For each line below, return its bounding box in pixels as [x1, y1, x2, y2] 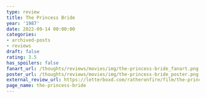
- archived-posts [6, 37, 51, 43]
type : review [6, 9, 40, 15]
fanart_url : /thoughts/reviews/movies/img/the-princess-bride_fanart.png [6, 65, 199, 72]
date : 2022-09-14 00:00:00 [6, 26, 75, 32]
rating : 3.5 [6, 54, 37, 60]
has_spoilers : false [6, 60, 59, 66]
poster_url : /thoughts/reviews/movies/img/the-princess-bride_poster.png [6, 71, 199, 77]
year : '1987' [6, 20, 40, 26]
